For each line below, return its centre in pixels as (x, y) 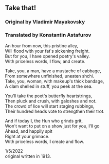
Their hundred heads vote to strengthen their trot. (55, 111)
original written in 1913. (28, 156)
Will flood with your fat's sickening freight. (47, 51)
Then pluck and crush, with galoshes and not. (51, 101)
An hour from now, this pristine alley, (42, 45)
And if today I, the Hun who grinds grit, (44, 121)
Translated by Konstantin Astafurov (48, 35)
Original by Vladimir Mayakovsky (45, 22)
